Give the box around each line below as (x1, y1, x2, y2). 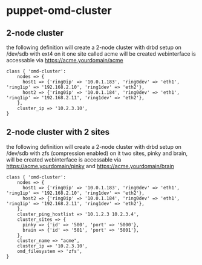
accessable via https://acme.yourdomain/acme (6, 57, 124, 64)
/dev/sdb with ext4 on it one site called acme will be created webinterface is (6, 50, 197, 57)
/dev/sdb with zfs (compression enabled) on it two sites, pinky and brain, (6, 149, 188, 157)
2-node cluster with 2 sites (6, 127, 110, 137)
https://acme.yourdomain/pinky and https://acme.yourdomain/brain (6, 162, 174, 169)
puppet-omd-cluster (6, 4, 112, 18)
